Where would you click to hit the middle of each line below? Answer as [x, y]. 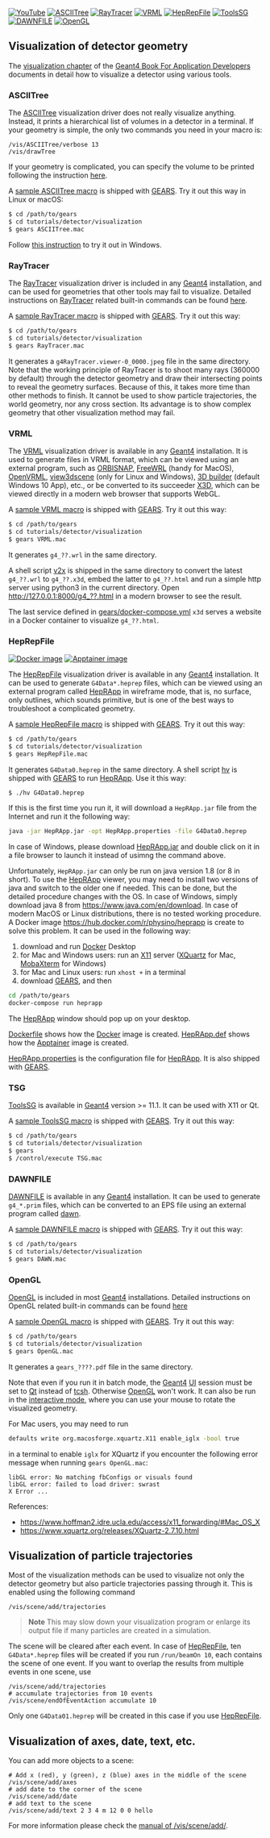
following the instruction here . [58, 175]
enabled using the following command [72, 1592]
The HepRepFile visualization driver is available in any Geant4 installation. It [134, 674]
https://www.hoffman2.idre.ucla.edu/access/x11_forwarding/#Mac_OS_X [140, 1522]
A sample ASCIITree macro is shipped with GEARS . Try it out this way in [127, 191]
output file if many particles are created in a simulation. [119, 1631]
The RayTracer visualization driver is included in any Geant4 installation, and [135, 283]
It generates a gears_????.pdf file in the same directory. [101, 1366]
